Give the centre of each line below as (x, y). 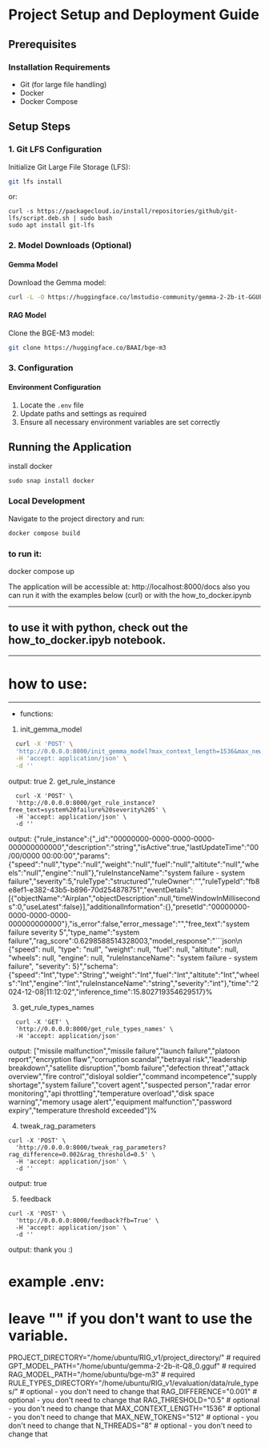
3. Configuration (41, 368)
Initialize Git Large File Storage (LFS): (69, 166)
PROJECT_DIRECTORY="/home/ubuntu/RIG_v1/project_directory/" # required (134, 1357)
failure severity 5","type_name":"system (74, 932)
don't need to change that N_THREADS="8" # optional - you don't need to (130, 1425)
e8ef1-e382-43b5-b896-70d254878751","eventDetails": (101, 890)
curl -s (21, 211)
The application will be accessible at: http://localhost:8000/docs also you (129, 587)
